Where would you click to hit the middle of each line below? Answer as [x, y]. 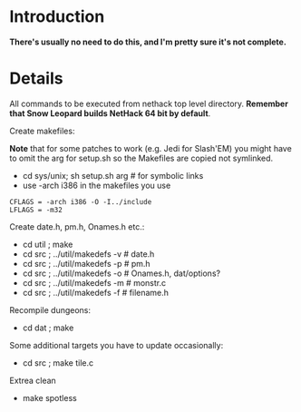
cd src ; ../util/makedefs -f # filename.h [96, 292]
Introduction [57, 17]
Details [36, 78]
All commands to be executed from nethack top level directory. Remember [149, 103]
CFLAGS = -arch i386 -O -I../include [81, 201]
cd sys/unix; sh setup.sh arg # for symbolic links [113, 175]
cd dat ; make [48, 328]
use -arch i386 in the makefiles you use [97, 185]
